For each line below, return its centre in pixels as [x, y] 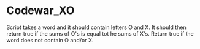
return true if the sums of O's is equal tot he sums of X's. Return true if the [100, 33]
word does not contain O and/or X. [50, 40]
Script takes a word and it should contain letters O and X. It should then [96, 27]
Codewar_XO [40, 11]
